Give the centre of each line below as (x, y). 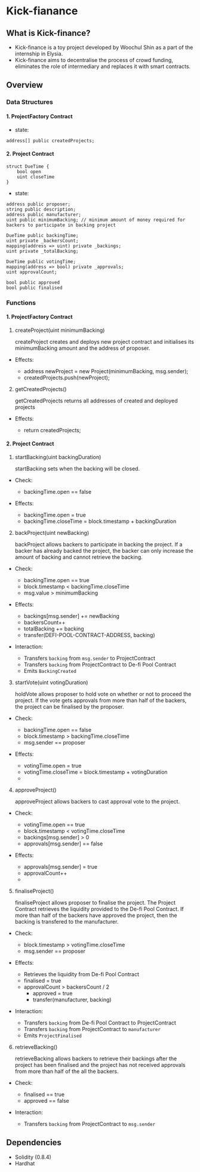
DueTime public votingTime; (41, 262)
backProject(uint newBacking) (52, 533)
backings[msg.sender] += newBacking (71, 616)
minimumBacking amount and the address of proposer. (82, 348)
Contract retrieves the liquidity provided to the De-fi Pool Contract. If (99, 909)
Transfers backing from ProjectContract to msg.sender (90, 1124)
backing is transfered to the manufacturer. (67, 922)
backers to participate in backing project (61, 225)
